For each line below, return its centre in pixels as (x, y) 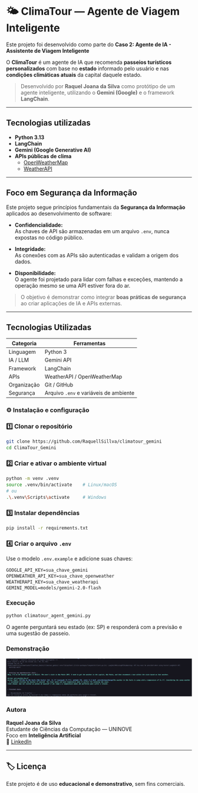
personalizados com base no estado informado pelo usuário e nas (88, 68)
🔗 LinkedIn (19, 742)
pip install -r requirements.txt (47, 528)
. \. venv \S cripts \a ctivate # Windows (57, 497)
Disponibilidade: (35, 273)
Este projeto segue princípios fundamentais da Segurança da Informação (96, 207)
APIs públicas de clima (43, 156)
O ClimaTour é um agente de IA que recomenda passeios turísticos (89, 62)
